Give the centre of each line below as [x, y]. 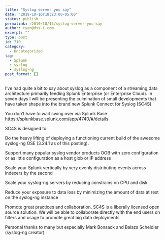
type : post [16, 38]
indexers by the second [29, 173]
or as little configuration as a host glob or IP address [58, 158]
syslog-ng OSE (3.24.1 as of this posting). [47, 143]
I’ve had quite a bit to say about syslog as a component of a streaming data [81, 88]
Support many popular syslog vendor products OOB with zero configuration [82, 153]
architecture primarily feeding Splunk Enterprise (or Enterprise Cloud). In [79, 93]
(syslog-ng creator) [25, 232]
